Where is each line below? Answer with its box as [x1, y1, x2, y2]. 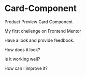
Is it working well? [4, 56, 41, 62]
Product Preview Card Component [4, 19, 73, 25]
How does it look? [4, 47, 41, 52]
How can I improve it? [4, 65, 48, 71]
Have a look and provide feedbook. [4, 37, 74, 43]
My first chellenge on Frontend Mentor [4, 28, 82, 34]
